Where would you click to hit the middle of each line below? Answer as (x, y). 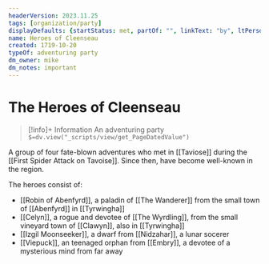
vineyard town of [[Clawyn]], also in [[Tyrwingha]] (102, 226)
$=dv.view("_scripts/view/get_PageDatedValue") (108, 137)
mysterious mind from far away (71, 251)
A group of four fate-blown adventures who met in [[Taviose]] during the (128, 152)
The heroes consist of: (45, 184)
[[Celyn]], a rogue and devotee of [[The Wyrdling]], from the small (129, 217)
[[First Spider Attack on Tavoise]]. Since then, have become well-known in (131, 160)
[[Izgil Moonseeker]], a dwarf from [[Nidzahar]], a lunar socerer (124, 234)
